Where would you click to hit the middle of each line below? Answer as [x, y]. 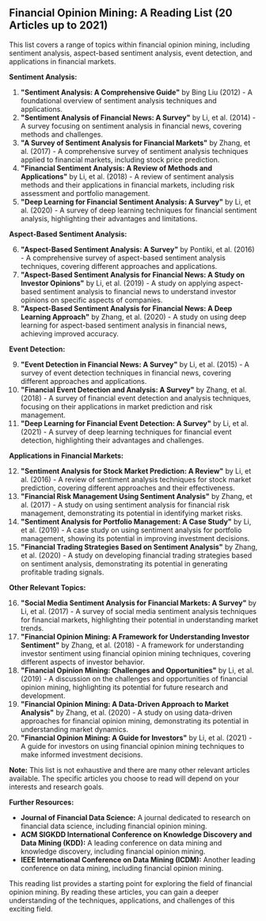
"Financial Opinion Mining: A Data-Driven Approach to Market [124, 704]
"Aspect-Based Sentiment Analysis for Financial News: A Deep [126, 308]
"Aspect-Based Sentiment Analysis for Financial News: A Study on [133, 274]
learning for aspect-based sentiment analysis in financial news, [123, 325]
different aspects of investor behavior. [82, 662]
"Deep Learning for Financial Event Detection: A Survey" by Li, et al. [134, 423]
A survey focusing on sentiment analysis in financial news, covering [131, 125]
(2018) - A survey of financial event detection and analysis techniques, [136, 398]
